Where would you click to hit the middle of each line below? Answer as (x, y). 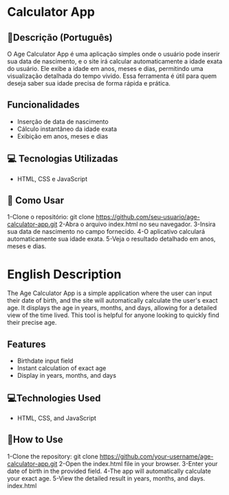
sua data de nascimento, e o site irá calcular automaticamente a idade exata (115, 61)
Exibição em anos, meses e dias (63, 136)
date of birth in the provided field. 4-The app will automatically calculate (109, 471)
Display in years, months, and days (67, 376)
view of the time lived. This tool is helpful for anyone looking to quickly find (113, 315)
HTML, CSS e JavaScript (52, 179)
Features (26, 344)
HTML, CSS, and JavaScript (56, 418)
